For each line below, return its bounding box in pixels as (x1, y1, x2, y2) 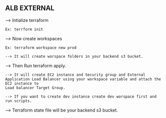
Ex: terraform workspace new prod (5, 45, 77, 50)
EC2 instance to (5, 81, 39, 86)
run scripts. (5, 98, 32, 104)
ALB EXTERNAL (5, 4, 55, 12)
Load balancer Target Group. (5, 85, 66, 90)
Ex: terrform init (5, 27, 43, 32)
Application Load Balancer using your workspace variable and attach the (5, 77, 162, 82)
